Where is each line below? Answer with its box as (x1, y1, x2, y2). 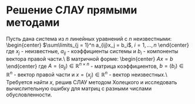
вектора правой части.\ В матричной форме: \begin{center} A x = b (6, 55, 173, 62)
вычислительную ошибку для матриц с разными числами (6, 85, 152, 92)
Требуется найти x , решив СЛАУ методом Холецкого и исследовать (6, 78, 177, 85)
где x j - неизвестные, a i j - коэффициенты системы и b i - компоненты (6, 47, 179, 56)
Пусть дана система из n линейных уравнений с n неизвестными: (6, 35, 172, 42)
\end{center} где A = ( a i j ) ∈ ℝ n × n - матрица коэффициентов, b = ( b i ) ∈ (6, 61, 184, 71)
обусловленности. (6, 91, 52, 98)
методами (6, 16, 60, 29)
